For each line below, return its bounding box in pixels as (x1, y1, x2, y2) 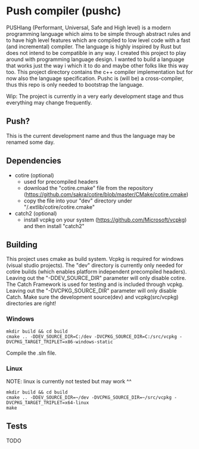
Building (6, 239, 38, 250)
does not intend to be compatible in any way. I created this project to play (6, 49, 186, 56)
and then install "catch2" (23, 222, 85, 229)
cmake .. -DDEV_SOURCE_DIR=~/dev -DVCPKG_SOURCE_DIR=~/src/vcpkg (6, 394, 172, 401)
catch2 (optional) (14, 210, 57, 217)
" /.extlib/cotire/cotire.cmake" (23, 203, 95, 210)
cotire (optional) (14, 171, 55, 179)
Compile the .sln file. (6, 349, 57, 356)
